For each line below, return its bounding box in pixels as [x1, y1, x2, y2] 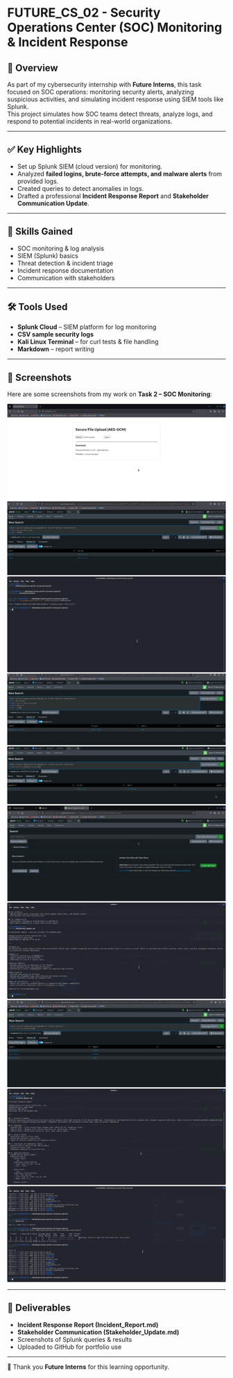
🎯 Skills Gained [7, 226, 73, 237]
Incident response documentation [17, 266, 114, 275]
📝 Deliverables [7, 1302, 71, 1314]
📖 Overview [7, 62, 58, 74]
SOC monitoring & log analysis [17, 244, 105, 253]
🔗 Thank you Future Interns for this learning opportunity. [7, 1362, 170, 1371]
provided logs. [17, 177, 59, 185]
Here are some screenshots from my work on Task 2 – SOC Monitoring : [7, 390, 213, 398]
